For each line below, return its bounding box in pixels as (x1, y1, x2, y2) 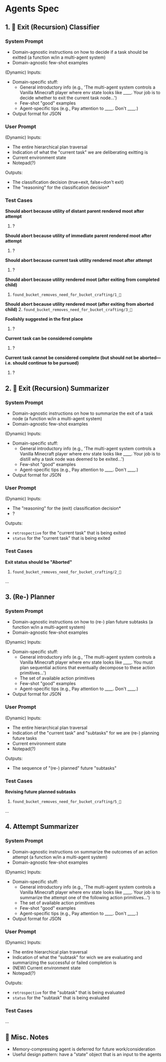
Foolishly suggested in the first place (5, 316, 83, 322)
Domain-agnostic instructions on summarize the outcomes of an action (12, 848, 158, 854)
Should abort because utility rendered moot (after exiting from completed (5, 277, 160, 283)
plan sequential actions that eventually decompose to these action (19, 665, 155, 671)
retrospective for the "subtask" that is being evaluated (12, 989, 125, 996)
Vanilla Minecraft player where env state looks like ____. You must (19, 659, 153, 665)
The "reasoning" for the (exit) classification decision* (12, 505, 121, 511)
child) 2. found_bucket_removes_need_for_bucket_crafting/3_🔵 (5, 307, 133, 313)
